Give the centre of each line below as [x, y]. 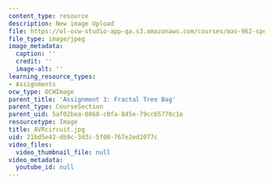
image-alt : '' [39, 69]
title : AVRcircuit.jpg [47, 129]
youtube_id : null [45, 168]
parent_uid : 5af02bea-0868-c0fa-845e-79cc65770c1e [96, 115]
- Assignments [32, 84]
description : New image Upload [61, 24]
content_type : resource [49, 16]
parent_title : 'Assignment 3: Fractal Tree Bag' [92, 99]
